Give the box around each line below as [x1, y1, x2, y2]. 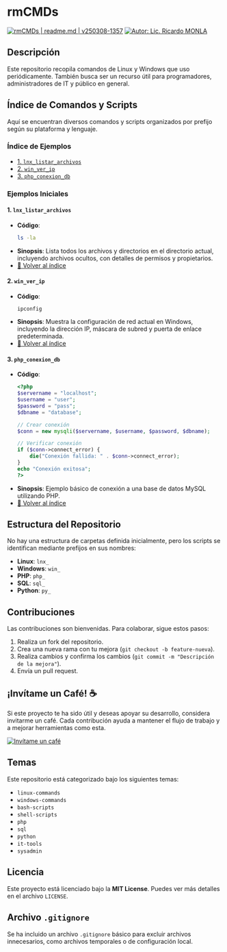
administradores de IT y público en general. [7, 79, 130, 88]
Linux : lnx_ [16, 558, 49, 566]
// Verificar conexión [16, 440, 82, 447]
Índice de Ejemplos [7, 142, 72, 151]
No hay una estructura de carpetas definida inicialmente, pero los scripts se [7, 537, 221, 545]
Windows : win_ [16, 564, 61, 573]
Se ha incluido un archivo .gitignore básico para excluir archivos [7, 929, 191, 938]
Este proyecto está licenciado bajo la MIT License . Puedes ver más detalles [7, 884, 220, 892]
